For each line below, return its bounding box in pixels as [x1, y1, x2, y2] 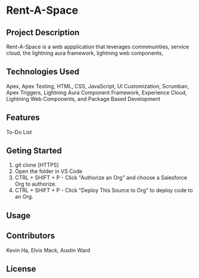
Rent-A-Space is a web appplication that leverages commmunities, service [6, 43, 189, 50]
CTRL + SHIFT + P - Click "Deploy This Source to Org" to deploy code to [14, 187, 193, 194]
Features [6, 113, 40, 123]
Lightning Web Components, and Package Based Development [6, 95, 161, 102]
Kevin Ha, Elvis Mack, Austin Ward [6, 246, 91, 254]
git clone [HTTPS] [14, 162, 60, 169]
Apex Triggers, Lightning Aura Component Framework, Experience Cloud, [6, 89, 187, 96]
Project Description [6, 27, 80, 38]
